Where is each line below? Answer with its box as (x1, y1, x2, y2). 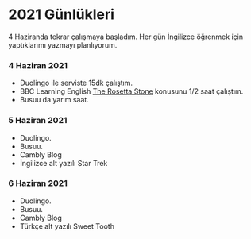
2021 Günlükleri (8, 6, 115, 24)
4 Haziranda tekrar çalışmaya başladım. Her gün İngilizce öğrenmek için (8, 32, 244, 41)
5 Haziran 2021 (8, 115, 68, 126)
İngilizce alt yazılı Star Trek (19, 158, 108, 168)
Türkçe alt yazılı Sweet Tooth (19, 221, 115, 231)
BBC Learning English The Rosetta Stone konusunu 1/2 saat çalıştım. (19, 87, 244, 96)
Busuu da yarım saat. (19, 95, 89, 105)
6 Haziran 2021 (8, 178, 68, 189)
